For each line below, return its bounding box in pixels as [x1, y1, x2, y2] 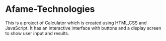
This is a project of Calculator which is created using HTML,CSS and [5, 20, 147, 26]
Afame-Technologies [5, 3, 95, 15]
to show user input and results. [5, 30, 69, 36]
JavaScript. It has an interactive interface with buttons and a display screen [5, 25, 161, 31]
